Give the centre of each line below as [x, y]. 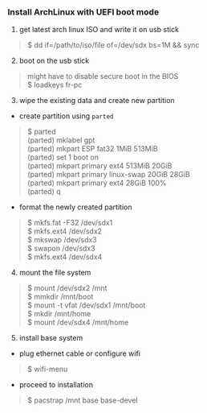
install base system [51, 338]
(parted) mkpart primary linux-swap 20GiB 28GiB [108, 175]
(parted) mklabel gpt [61, 140]
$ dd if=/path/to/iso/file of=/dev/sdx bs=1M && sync [113, 45]
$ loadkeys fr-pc [55, 85]
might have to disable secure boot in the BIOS [103, 76]
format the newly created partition [75, 207]
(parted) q [44, 192]
